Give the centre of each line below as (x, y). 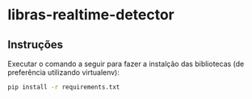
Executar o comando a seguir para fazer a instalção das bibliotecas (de (126, 64)
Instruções (36, 45)
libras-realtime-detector (91, 15)
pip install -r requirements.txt (64, 87)
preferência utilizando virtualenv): (64, 72)
